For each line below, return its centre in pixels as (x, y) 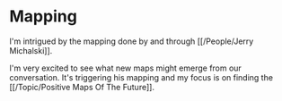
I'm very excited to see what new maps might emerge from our (126, 68)
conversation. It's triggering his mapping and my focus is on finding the (141, 77)
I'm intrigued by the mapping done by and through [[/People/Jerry (132, 41)
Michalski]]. (31, 50)
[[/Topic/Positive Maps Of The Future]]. (82, 87)
